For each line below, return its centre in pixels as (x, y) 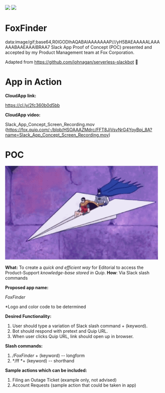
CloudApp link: (21, 95)
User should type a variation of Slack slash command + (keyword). (80, 326)
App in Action (33, 82)
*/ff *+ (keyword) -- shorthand (43, 360)
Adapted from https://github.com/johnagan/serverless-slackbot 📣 (72, 62)
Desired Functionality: (28, 316)
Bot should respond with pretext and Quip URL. (60, 331)
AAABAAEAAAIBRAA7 (28, 47)
